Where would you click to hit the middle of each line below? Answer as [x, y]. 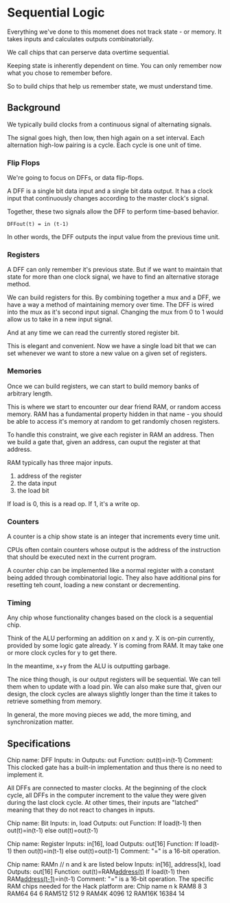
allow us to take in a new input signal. [60, 319]
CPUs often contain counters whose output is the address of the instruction [114, 549]
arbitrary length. [30, 393]
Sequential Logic [56, 13]
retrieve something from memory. [55, 701]
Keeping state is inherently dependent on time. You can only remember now [114, 65]
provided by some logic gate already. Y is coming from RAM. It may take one [115, 645]
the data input [37, 483]
